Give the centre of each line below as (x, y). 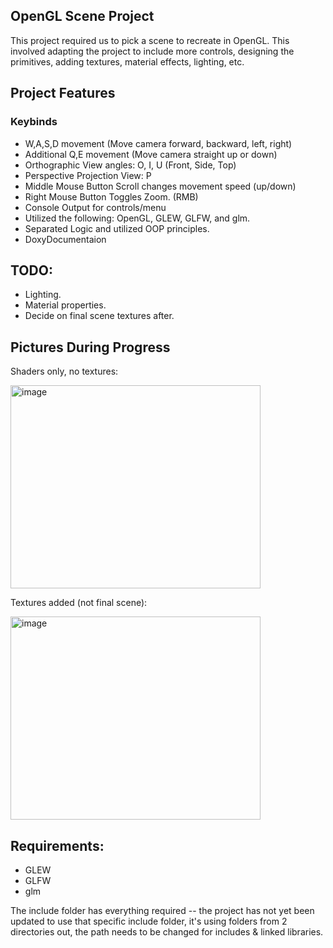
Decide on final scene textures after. (99, 316)
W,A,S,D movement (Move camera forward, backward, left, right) (158, 143)
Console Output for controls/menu (95, 207)
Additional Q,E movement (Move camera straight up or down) (151, 154)
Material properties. (65, 305)
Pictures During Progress (90, 347)
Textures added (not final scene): (79, 603)
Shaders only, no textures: (64, 371)
